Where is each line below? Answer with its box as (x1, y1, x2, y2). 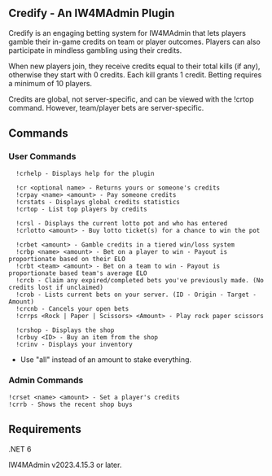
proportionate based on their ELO (8, 255, 126, 263)
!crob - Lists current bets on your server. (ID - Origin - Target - (15, 290, 257, 299)
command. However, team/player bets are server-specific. (8, 103, 204, 112)
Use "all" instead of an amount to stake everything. (20, 354, 192, 365)
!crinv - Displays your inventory (15, 340, 133, 348)
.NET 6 (8, 443, 32, 454)
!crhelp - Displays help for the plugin (15, 169, 155, 177)
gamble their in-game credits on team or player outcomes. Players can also (8, 37, 261, 46)
